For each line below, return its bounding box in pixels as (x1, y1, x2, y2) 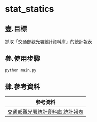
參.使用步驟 (5, 55, 41, 63)
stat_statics (5, 3, 54, 15)
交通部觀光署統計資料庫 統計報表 (7, 108, 84, 115)
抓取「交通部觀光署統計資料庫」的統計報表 (5, 39, 92, 44)
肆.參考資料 (5, 83, 41, 91)
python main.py (5, 68, 37, 73)
